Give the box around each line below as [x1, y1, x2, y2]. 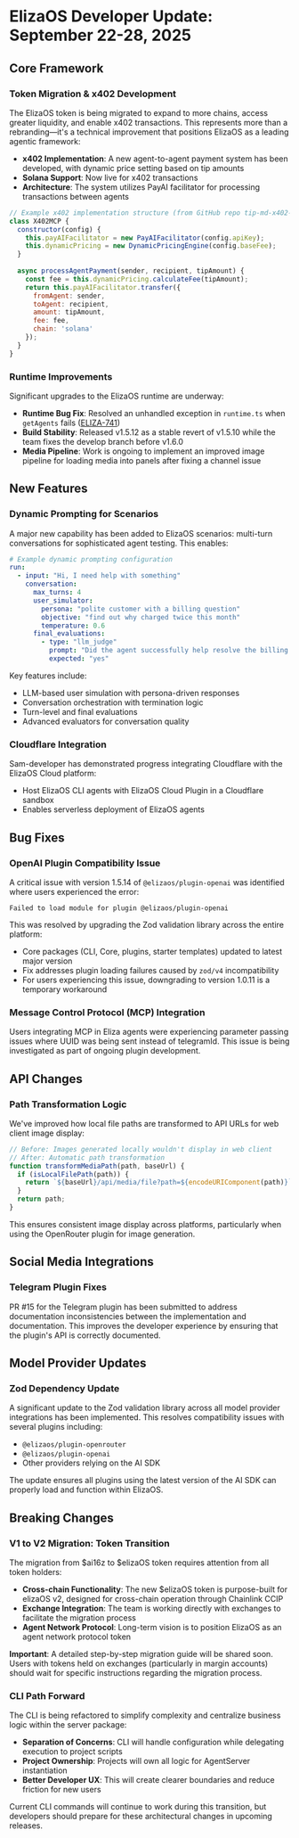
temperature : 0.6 [41, 621, 105, 630]
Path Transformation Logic [9, 1098, 127, 1111]
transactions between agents [21, 191, 129, 201]
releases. [9, 1820, 43, 1831]
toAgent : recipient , [32, 299, 109, 308]
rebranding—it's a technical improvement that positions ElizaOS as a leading [9, 127, 289, 137]
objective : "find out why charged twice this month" [41, 612, 241, 621]
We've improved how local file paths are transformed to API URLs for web [9, 1118, 279, 1128]
